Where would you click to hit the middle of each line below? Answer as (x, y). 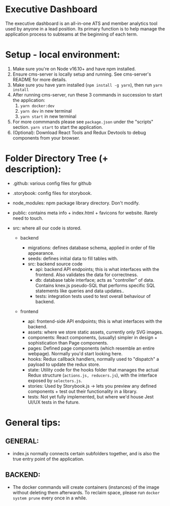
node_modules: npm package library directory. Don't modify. (76, 203)
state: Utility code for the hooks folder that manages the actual (93, 369)
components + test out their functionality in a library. (83, 391)
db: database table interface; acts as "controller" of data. (95, 280)
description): (33, 169)
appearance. (41, 253)
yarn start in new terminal (48, 116)
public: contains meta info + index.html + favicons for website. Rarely (85, 213)
